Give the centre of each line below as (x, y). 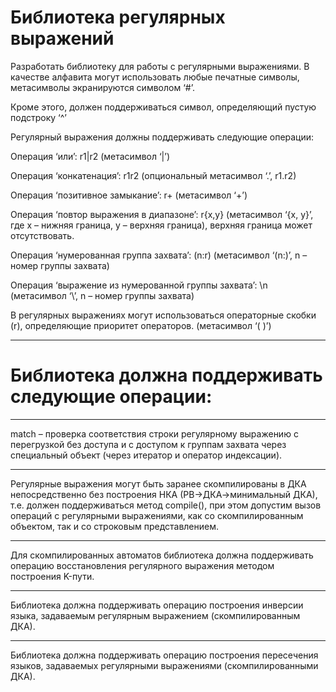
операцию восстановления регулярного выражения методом (142, 565)
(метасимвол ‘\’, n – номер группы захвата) (102, 295)
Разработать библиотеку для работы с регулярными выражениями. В (160, 66)
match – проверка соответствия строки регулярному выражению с (154, 433)
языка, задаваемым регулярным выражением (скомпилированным (155, 615)
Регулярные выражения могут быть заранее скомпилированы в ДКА (158, 483)
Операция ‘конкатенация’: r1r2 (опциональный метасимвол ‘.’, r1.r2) (153, 175)
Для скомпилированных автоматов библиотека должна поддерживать (162, 555)
